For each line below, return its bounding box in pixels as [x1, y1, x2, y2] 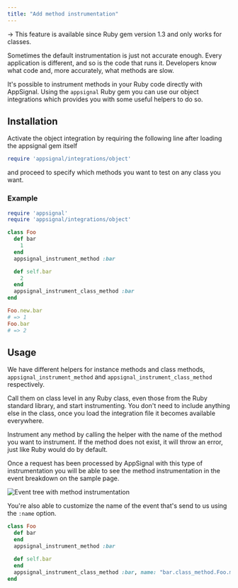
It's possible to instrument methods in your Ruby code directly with [7, 79, 203, 89]
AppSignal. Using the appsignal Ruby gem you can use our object [7, 87, 200, 96]
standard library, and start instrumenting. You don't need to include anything [7, 402, 230, 410]
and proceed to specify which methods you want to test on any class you [7, 168, 221, 177]
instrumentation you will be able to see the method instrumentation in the [7, 467, 221, 475]
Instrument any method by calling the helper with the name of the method [7, 430, 222, 439]
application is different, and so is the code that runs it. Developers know [7, 58, 217, 67]
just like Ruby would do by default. [7, 446, 108, 454]
